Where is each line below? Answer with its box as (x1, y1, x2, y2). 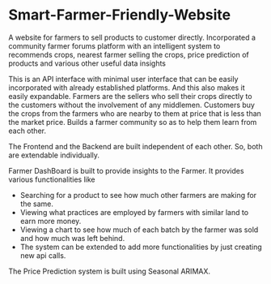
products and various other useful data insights (8, 58, 166, 68)
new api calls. (19, 250, 66, 260)
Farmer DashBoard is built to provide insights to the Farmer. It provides (8, 166, 244, 175)
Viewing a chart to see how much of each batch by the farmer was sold (19, 225, 259, 235)
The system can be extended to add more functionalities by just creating (19, 242, 263, 252)
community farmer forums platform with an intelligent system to (8, 41, 221, 50)
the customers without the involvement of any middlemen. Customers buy (8, 100, 255, 110)
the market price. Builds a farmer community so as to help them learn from (8, 117, 257, 127)
